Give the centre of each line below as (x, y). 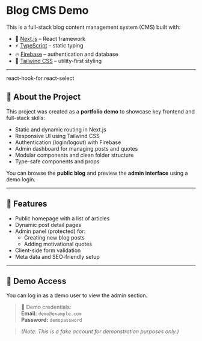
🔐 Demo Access (36, 281)
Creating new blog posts (54, 237)
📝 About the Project (44, 97)
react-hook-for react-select (40, 78)
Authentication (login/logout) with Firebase (68, 142)
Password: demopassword (51, 320)
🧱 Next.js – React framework (50, 38)
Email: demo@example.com (51, 313)
